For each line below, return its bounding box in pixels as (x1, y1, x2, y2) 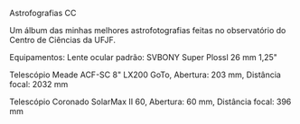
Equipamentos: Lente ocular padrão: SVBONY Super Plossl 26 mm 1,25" (9, 52, 278, 62)
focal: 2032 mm (9, 79, 69, 89)
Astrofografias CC (9, 8, 77, 18)
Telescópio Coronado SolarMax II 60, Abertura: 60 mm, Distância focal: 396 (9, 96, 292, 107)
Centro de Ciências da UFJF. (9, 35, 116, 45)
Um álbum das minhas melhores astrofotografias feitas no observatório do (9, 25, 286, 35)
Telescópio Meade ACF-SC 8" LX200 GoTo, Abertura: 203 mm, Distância (9, 69, 282, 80)
